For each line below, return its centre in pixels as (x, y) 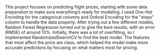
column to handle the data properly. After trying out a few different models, (80, 22)
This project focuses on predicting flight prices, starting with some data (76, 7)
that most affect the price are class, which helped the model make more (77, 42)
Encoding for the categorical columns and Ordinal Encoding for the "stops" (80, 17)
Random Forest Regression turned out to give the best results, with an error (80, 27)
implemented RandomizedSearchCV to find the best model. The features (77, 37)
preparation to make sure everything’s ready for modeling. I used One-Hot (79, 12)
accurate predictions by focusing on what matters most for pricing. (72, 48)
